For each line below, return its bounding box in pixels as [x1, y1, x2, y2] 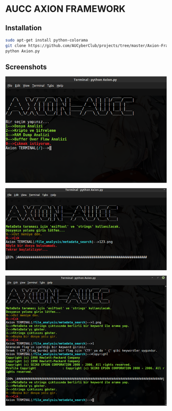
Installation [5, 24, 42, 32]
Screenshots [5, 63, 47, 72]
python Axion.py [5, 48, 40, 54]
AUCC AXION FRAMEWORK [5, 3, 126, 15]
